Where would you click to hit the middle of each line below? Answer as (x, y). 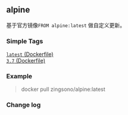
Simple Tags (25, 41)
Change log (24, 105)
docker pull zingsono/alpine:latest (63, 89)
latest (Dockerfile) (30, 54)
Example (19, 76)
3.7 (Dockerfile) (26, 61)
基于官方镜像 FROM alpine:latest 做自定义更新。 (66, 25)
